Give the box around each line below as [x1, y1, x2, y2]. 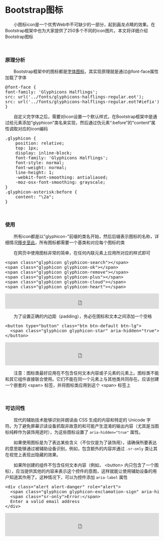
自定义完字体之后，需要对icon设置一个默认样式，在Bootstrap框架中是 [14, 114, 153, 120]
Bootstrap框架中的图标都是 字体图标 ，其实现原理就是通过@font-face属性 [14, 69, 159, 75]
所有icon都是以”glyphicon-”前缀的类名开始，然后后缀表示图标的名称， [14, 233, 155, 239]
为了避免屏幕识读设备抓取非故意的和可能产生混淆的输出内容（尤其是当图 [13, 423, 159, 429]
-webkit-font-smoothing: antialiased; [15, 175, 108, 180]
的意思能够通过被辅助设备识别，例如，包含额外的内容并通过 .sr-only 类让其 [5, 445, 158, 451]
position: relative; [15, 140, 64, 146]
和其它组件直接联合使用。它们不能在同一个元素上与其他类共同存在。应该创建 [5, 376, 159, 382]
